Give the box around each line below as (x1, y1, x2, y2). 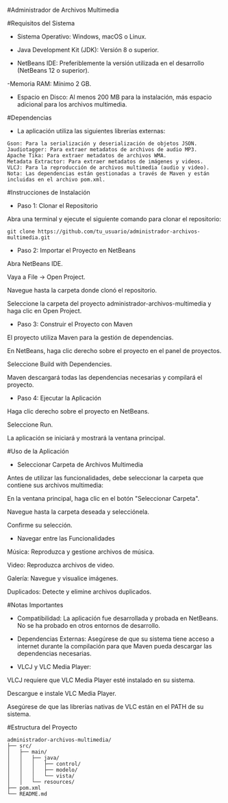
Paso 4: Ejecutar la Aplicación (16, 394, 101, 402)
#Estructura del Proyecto (7, 723, 77, 731)
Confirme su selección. (7, 521, 73, 529)
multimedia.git (7, 234, 51, 241)
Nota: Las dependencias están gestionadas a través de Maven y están (7, 170, 210, 177)
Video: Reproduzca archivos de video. (7, 561, 115, 569)
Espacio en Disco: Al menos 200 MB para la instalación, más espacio (16, 93, 212, 101)
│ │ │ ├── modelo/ (7, 767, 78, 773)
